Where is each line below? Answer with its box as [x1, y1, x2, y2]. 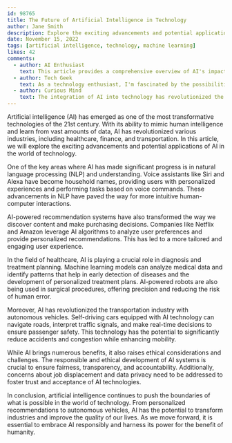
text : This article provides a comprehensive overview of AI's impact [19, 68, 227, 75]
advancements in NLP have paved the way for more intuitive [7, 192, 178, 200]
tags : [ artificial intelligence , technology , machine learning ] [7, 42, 196, 49]
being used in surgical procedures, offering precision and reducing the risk [7, 285, 220, 293]
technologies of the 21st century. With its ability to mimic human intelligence [7, 120, 224, 128]
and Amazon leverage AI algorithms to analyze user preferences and [7, 227, 202, 236]
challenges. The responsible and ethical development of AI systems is [7, 356, 206, 364]
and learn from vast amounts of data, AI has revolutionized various [7, 127, 197, 135]
